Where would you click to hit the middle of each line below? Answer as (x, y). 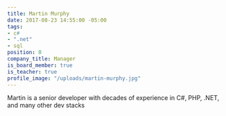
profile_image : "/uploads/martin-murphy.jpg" (74, 78)
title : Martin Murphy (38, 14)
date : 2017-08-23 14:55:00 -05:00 (57, 20)
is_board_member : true (40, 65)
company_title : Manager (42, 59)
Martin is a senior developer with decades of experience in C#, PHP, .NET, (113, 98)
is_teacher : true (32, 72)
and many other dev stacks (46, 106)
